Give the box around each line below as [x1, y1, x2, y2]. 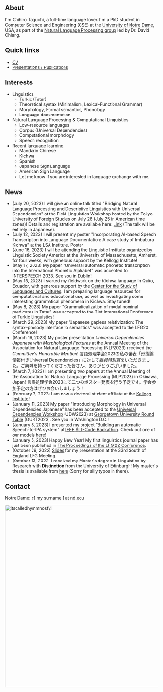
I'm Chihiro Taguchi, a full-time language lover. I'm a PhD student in [5, 16, 140, 22]
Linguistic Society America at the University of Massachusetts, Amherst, [12, 252, 157, 258]
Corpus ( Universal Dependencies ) [19, 127, 88, 133]
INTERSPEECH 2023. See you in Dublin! [12, 273, 92, 279]
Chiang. [5, 32, 21, 38]
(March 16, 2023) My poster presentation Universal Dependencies [12, 335, 145, 341]
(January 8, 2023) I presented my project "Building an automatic [12, 422, 141, 428]
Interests [5, 79, 33, 87]
